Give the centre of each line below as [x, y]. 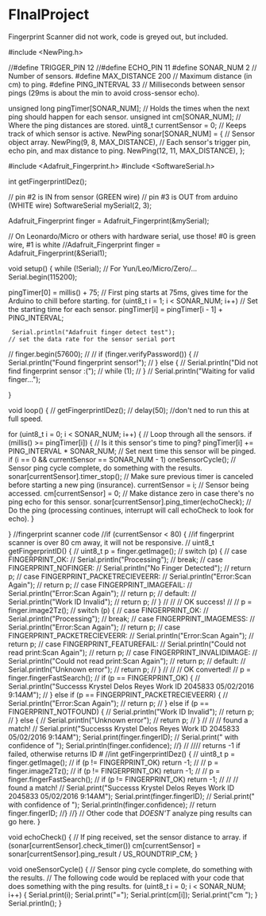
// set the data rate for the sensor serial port [92, 339]
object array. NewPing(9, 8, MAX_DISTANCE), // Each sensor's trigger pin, [129, 142]
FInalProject [49, 15]
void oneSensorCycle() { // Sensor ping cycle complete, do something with [130, 869]
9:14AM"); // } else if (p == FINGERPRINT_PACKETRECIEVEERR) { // [118, 695]
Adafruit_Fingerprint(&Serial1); [58, 253]
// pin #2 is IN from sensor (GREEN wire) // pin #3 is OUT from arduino [123, 197]
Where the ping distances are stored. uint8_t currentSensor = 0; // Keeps [127, 125]
